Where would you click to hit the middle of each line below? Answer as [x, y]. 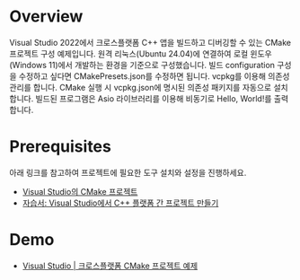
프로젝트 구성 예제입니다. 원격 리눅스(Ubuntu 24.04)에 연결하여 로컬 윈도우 [141, 53]
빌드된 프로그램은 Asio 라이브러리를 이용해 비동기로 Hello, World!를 [154, 98]
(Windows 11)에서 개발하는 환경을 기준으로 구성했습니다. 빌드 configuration [142, 65]
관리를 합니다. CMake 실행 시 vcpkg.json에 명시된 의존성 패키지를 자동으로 [141, 87]
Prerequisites [61, 147]
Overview [46, 17]
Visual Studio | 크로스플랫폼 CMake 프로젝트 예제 [110, 266]
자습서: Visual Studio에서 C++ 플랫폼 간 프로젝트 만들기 [120, 203]
